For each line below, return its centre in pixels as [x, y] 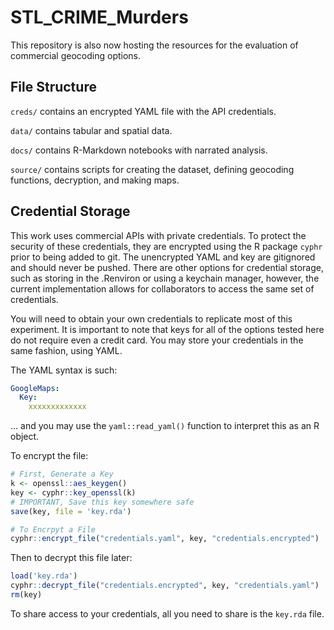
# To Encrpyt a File [53, 529]
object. [25, 437]
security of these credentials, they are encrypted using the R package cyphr [166, 246]
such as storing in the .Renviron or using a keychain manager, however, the [165, 278]
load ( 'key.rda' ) [44, 576]
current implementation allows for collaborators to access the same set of [162, 288]
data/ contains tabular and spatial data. [91, 130]
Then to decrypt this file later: [71, 558]
